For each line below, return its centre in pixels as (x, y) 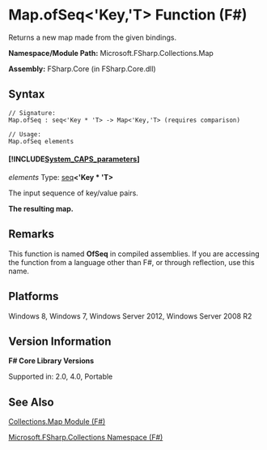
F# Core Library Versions (51, 361)
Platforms (34, 296)
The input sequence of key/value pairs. (74, 193)
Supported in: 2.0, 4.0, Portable (61, 377)
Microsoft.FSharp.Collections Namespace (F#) (86, 437)
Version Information (60, 341)
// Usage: (25, 134)
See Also (31, 402)
